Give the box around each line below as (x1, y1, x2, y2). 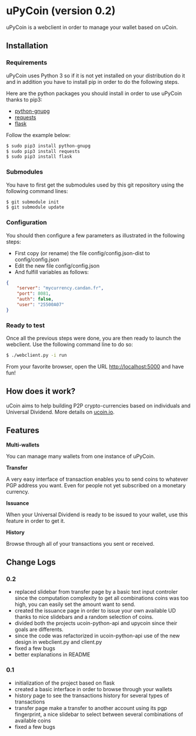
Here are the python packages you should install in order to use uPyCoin (6, 90, 182, 97)
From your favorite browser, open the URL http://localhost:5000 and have (6, 363, 184, 370)
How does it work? (6, 386, 76, 396)
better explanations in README (14, 651, 91, 658)
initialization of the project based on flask (14, 679, 115, 686)
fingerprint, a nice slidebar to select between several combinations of (14, 711, 184, 718)
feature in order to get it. (6, 517, 65, 524)
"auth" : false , (16, 297, 54, 302)
